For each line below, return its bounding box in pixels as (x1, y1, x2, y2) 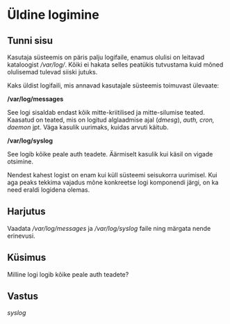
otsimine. (7, 157, 33, 165)
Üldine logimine (7, 7, 99, 23)
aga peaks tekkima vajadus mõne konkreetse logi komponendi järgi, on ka (7, 178, 219, 186)
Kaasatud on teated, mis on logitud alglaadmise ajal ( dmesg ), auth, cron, (7, 115, 215, 124)
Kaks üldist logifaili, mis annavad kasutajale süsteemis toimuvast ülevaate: (7, 81, 220, 90)
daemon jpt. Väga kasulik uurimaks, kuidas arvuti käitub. (7, 123, 169, 131)
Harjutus (7, 206, 47, 218)
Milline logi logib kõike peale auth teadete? (7, 270, 129, 278)
